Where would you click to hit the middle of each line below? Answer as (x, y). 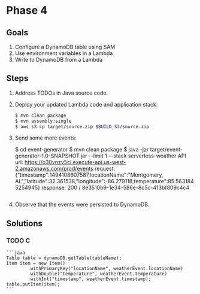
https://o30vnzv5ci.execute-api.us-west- (75, 162)
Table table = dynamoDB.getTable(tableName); (64, 258)
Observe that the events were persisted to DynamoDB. (82, 205)
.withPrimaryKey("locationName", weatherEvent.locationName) (106, 269)
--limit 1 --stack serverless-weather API (137, 156)
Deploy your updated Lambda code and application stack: (86, 104)
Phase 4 (27, 10)
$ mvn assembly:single (43, 121)
